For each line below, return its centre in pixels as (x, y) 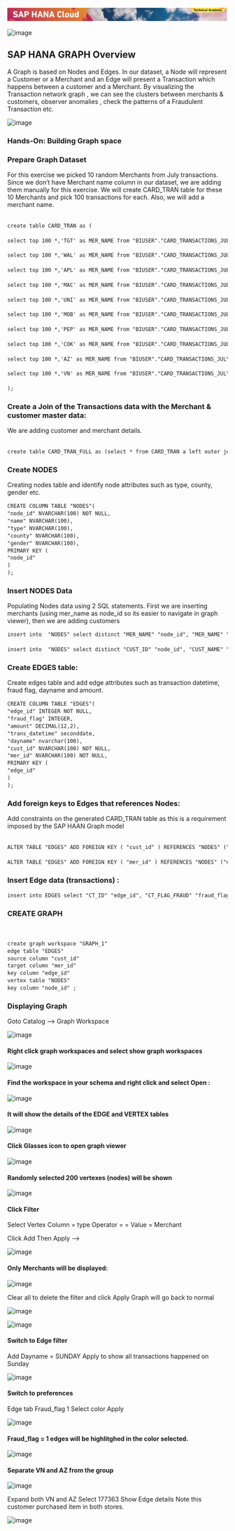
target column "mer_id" (42, 966)
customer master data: (47, 415)
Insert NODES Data (40, 591)
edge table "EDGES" (36, 951)
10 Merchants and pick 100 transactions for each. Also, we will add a (106, 197)
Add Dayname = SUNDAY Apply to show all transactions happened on (108, 1356)
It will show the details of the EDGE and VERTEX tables (88, 1114)
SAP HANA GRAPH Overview (72, 55)
